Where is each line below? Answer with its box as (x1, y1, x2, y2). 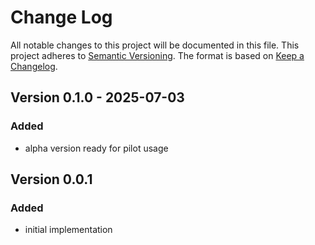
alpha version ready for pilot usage (24, 142, 169, 154)
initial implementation (24, 224, 113, 236)
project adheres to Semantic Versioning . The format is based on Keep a (10, 49, 305, 61)
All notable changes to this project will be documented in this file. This (10, 39, 300, 51)
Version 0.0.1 (10, 171, 93, 188)
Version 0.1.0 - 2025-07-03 (10, 89, 185, 106)
